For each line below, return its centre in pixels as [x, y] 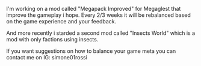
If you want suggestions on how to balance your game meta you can [91, 51]
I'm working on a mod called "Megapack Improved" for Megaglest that [94, 9]
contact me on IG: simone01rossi [47, 57]
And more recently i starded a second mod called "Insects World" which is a [101, 33]
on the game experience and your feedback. [61, 21]
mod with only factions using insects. [52, 39]
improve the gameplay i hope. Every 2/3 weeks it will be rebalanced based [99, 15]
